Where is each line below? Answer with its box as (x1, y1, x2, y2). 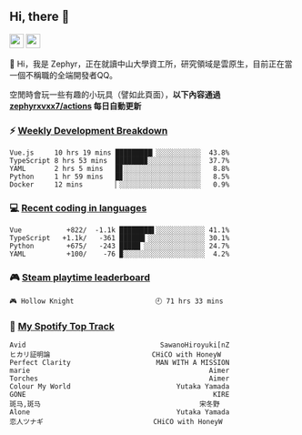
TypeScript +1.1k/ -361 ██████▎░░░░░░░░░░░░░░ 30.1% (9, 234, 230, 243)
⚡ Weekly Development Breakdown (9, 124, 168, 137)
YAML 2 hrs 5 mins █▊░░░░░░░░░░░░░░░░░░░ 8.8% (9, 165, 230, 174)
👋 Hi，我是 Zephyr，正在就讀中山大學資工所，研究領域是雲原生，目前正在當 (9, 58, 293, 69)
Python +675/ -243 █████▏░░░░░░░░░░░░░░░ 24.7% (9, 242, 230, 251)
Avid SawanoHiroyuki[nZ (9, 340, 230, 349)
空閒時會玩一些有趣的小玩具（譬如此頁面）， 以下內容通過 (9, 88, 221, 100)
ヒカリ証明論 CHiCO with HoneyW (9, 350, 222, 359)
